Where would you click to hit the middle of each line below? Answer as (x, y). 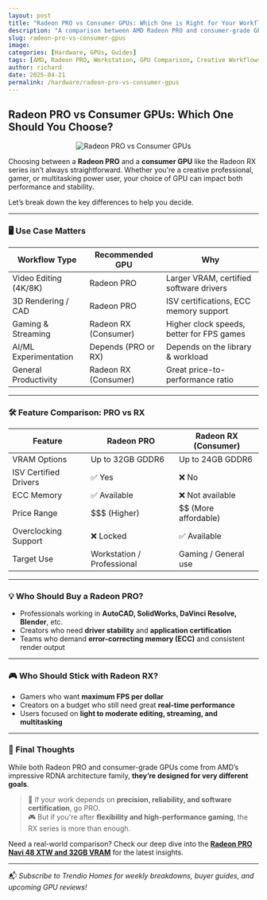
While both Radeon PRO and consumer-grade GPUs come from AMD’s (124, 767)
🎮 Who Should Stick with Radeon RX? (83, 676)
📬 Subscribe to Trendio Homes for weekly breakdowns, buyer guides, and (131, 875)
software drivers (197, 288)
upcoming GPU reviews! (48, 887)
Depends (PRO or (122, 346)
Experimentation (43, 357)
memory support (197, 311)
